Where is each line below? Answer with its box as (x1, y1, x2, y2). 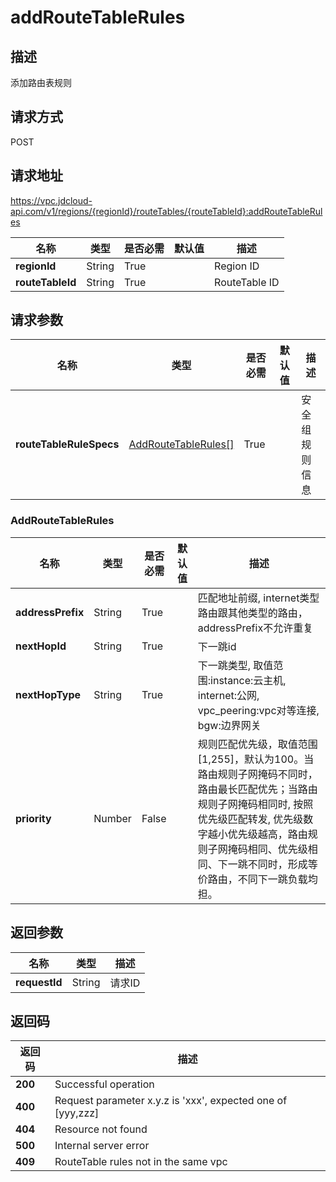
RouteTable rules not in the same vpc (54, 1155, 228, 1169)
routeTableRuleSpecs (15, 437, 120, 451)
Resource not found (54, 1122, 148, 1136)
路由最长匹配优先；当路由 (197, 782, 318, 796)
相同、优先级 (247, 842, 308, 856)
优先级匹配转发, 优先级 (197, 812, 304, 826)
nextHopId (15, 639, 67, 653)
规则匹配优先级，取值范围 (197, 737, 318, 751)
